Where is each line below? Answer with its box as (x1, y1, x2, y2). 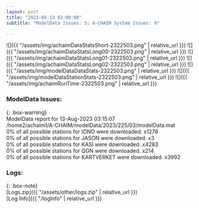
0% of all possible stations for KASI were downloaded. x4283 (6, 141, 159, 148)
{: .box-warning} (6, 109, 47, 116)
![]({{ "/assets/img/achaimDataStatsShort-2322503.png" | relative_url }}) (6, 41, 186, 49)
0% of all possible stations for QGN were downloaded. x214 (6, 147, 155, 154)
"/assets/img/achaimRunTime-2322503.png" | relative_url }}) (6, 80, 158, 87)
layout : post (6, 8, 39, 15)
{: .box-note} (6, 182, 38, 189)
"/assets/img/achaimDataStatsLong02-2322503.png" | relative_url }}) (14, 61, 186, 68)
